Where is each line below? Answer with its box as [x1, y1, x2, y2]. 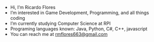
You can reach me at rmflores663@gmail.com [10, 31, 108, 37]
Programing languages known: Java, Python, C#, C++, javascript [10, 26, 148, 32]
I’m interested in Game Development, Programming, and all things [10, 10, 149, 16]
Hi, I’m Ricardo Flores [10, 5, 55, 10]
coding [10, 15, 26, 21]
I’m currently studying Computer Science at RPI [10, 20, 111, 26]
